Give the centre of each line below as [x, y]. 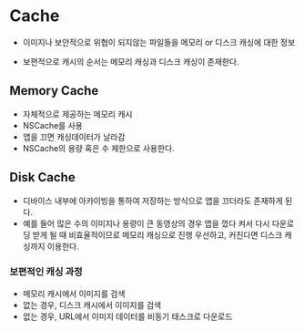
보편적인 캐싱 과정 [46, 272]
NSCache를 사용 [53, 125]
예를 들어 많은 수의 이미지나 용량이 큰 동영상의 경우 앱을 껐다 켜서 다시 [146, 223]
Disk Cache [42, 177]
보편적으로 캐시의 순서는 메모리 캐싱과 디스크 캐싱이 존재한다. [131, 61]
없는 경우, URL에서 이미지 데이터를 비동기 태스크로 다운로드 [127, 316]
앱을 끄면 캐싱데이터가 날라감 [74, 137]
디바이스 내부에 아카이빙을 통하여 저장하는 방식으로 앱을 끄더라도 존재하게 [153, 201]
